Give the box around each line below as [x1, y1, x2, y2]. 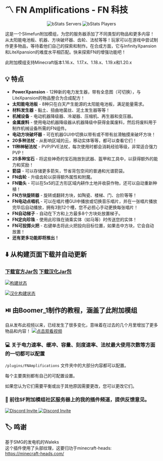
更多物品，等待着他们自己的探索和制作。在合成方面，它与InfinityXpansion [9, 43, 157, 49]
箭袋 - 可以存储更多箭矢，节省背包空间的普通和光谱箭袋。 [12, 168, 128, 174]
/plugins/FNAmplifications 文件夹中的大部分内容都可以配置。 [5, 362, 129, 368]
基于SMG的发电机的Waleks [5, 439, 59, 445]
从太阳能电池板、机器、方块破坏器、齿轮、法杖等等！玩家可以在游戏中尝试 [5, 37, 154, 43]
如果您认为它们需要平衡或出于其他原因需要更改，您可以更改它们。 [5, 383, 137, 389]
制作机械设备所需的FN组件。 [12, 125, 69, 131]
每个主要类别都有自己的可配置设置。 [5, 372, 78, 378]
